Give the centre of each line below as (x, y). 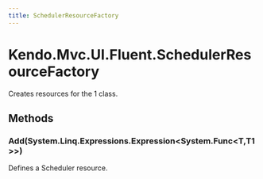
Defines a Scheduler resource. (58, 168)
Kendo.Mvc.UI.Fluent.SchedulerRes (130, 54)
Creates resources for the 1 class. (63, 93)
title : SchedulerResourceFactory (64, 15)
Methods (31, 118)
